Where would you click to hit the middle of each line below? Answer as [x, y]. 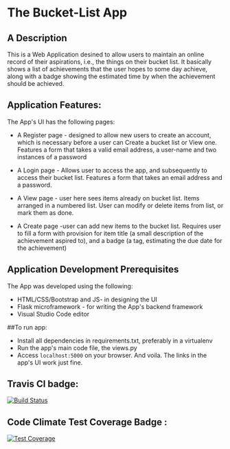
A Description [37, 38]
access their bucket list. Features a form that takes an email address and [119, 177]
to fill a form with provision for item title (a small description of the [110, 233]
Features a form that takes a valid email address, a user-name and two [117, 150]
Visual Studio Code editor [53, 314]
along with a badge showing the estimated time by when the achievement [111, 76]
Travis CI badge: [43, 384]
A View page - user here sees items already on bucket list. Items [108, 198]
